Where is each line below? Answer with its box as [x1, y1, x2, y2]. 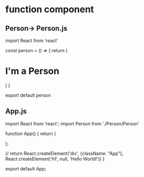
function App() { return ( [5, 130, 56, 137]
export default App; [5, 165, 46, 172]
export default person [5, 92, 51, 98]
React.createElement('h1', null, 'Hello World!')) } [5, 156, 105, 162]
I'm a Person [5, 65, 60, 77]
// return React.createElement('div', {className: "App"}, [5, 150, 124, 157]
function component [5, 4, 94, 15]
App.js [5, 107, 27, 116]
